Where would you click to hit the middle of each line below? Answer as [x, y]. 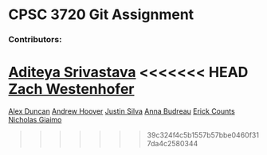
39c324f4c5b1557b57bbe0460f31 [203, 135]
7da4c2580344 [173, 144]
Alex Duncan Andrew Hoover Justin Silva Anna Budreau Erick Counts [122, 111]
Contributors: [35, 40]
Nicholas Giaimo [35, 120]
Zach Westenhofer [71, 89]
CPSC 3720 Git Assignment [101, 15]
